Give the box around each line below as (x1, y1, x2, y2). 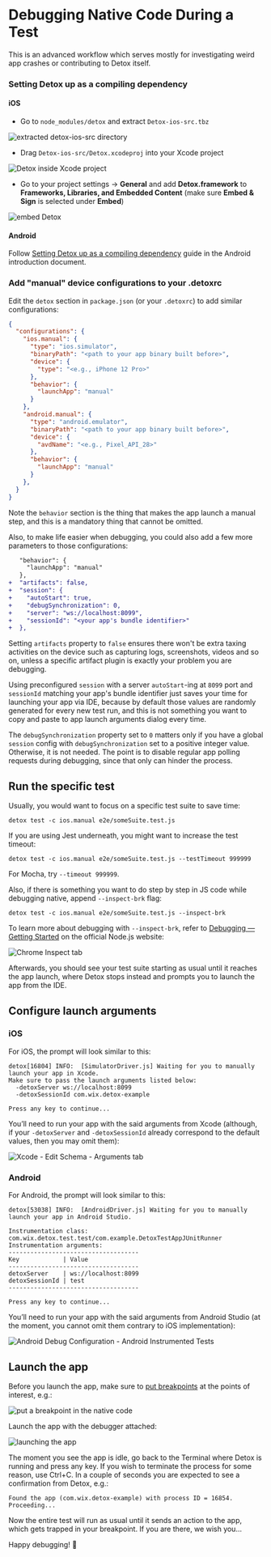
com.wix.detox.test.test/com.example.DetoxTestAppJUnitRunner (8, 1234, 222, 1243)
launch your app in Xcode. (8, 1069, 100, 1077)
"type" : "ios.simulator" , (29, 342, 117, 351)
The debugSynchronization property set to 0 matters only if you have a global (8, 730, 264, 740)
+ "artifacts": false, (8, 579, 89, 588)
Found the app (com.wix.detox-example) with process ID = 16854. (8, 1494, 233, 1502)
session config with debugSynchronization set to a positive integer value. (8, 739, 250, 749)
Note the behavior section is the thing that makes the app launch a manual (8, 507, 256, 517)
